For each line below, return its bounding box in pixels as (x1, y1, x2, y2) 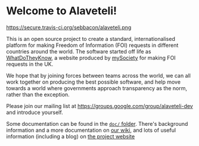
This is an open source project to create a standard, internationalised (6, 35, 176, 42)
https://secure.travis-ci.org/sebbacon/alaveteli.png (6, 24, 132, 31)
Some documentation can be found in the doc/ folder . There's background (6, 120, 188, 127)
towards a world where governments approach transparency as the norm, (6, 84, 188, 91)
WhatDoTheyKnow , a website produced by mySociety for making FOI (6, 54, 176, 61)
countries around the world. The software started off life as (6, 47, 151, 55)
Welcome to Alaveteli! (6, 4, 117, 18)
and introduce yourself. (6, 109, 64, 116)
